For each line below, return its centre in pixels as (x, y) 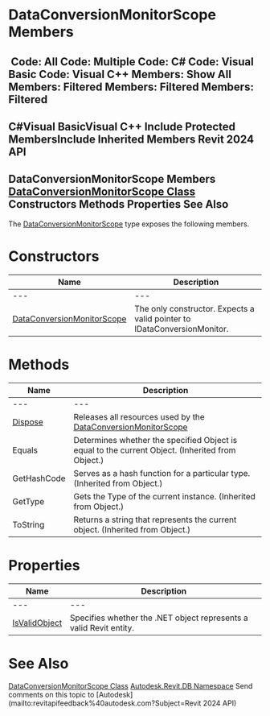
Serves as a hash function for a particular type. (162, 473)
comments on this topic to (51, 694)
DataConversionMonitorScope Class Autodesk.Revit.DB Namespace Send (131, 685)
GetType (29, 501)
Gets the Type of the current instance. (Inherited (164, 496)
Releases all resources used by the (139, 416)
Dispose (28, 422)
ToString (29, 524)
